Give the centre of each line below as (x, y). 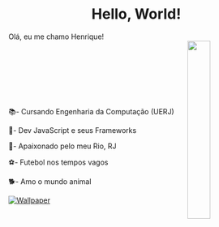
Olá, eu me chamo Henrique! (56, 36)
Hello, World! (136, 14)
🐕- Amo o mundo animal (50, 181)
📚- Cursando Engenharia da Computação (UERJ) (91, 111)
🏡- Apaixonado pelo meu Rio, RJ (62, 146)
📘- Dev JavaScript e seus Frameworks (73, 130)
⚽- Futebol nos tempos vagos (58, 162)
